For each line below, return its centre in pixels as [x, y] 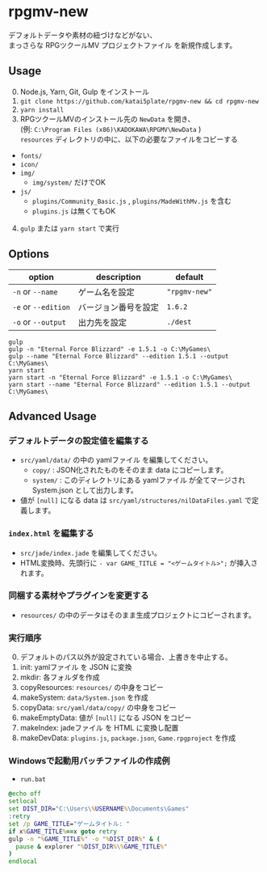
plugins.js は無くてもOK [74, 211]
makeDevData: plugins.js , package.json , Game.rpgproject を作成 [128, 738]
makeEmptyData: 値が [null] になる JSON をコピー [106, 717]
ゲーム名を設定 [106, 292]
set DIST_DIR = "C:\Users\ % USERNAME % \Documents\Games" [99, 809]
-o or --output [40, 322]
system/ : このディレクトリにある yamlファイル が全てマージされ [139, 480]
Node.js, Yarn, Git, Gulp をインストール [85, 91]
